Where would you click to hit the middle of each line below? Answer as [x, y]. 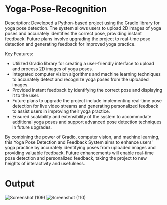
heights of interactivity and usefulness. [45, 163]
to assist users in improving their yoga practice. [61, 111]
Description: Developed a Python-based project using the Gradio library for [82, 23]
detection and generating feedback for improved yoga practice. [70, 44]
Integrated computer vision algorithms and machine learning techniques [86, 74]
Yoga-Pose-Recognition [56, 9]
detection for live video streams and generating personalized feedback [85, 106]
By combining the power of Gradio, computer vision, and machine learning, [82, 137]
